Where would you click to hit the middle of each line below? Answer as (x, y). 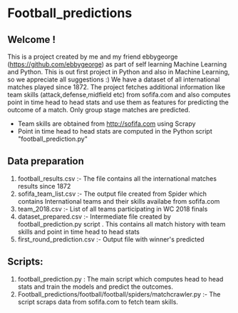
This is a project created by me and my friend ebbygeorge (93, 56)
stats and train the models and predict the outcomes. (95, 287)
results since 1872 (44, 186)
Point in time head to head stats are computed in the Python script (115, 131)
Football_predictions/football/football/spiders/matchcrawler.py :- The (119, 294)
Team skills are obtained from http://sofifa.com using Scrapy (107, 124)
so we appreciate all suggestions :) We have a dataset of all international (114, 79)
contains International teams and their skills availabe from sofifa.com (119, 201)
